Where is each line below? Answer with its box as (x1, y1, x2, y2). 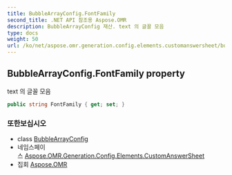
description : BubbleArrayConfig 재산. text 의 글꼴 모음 (7, 23, 164, 30)
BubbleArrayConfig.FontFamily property (7, 68, 185, 80)
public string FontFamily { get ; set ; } (7, 101, 126, 108)
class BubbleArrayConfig (17, 134, 88, 142)
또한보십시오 (7, 118, 47, 128)
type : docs (7, 29, 39, 37)
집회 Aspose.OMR (17, 160, 68, 168)
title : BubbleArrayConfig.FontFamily (7, 10, 116, 17)
